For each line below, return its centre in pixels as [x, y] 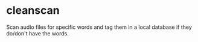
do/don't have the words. [38, 33]
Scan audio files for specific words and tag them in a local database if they [99, 27]
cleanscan [33, 10]
